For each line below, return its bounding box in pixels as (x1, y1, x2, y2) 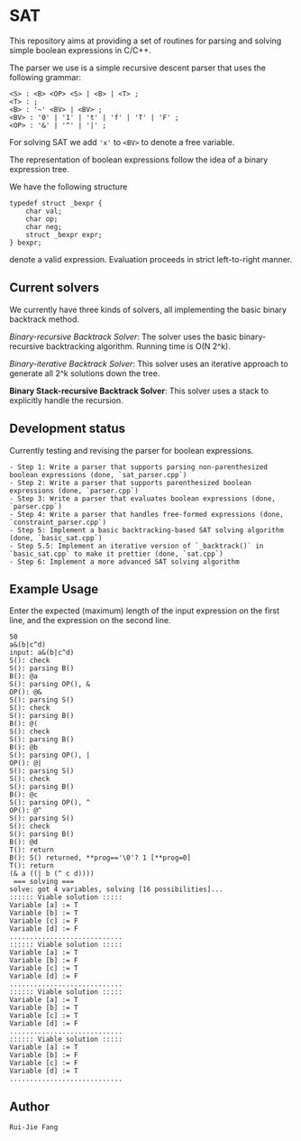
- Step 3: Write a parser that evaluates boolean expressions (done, (9, 493, 277, 503)
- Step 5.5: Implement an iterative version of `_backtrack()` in (9, 541, 264, 550)
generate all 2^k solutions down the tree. (9, 367, 160, 379)
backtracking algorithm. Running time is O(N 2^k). (46, 340, 232, 352)
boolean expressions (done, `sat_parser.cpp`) (9, 470, 187, 479)
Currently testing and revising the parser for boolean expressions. (9, 445, 254, 455)
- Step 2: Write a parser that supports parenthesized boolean (9, 478, 252, 487)
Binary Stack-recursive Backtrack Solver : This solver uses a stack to (9, 385, 269, 396)
